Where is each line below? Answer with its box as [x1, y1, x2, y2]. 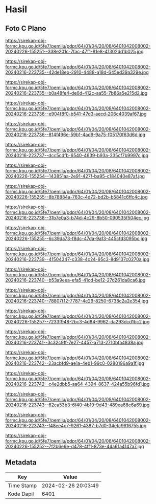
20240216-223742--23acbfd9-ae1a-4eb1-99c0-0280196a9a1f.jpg [5, 360, 144, 366]
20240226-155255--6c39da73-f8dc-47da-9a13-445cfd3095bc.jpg [5, 235, 148, 242]
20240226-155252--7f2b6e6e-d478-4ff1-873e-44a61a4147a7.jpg [5, 444, 144, 449]
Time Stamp [8, 482, 37, 489]
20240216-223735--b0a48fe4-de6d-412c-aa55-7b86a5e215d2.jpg [5, 90, 148, 96]
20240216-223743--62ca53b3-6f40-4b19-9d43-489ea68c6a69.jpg [5, 402, 150, 408]
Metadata [5, 458, 37, 467]
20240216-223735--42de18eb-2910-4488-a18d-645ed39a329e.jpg [5, 69, 149, 75]
